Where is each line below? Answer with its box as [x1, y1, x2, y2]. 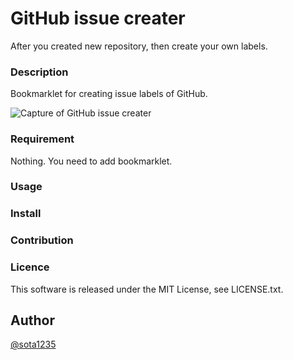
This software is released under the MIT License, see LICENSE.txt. [10, 283, 284, 295]
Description [10, 65, 69, 79]
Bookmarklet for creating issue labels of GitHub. [10, 88, 208, 100]
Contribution [10, 233, 74, 247]
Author [10, 312, 55, 329]
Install [10, 207, 42, 221]
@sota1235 [10, 338, 57, 351]
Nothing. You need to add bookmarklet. [10, 155, 173, 167]
